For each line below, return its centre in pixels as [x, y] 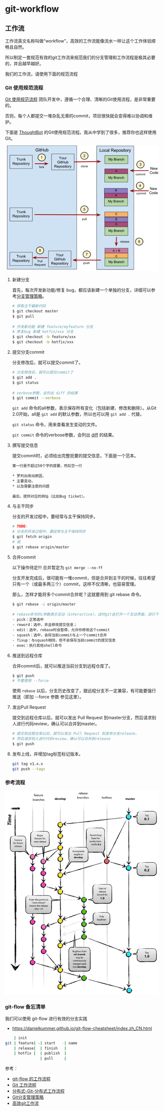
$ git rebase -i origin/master [44, 604]
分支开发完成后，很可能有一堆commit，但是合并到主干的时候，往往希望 [84, 578]
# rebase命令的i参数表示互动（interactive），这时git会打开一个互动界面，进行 [83, 615]
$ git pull [23, 316]
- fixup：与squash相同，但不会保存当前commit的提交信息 [64, 640]
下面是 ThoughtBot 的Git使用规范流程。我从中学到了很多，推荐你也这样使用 [81, 133]
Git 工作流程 [24, 1085]
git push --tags [29, 769]
